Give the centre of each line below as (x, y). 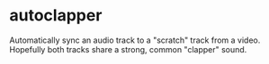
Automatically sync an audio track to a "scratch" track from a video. (135, 40)
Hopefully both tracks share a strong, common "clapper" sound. (128, 49)
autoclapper (56, 16)
